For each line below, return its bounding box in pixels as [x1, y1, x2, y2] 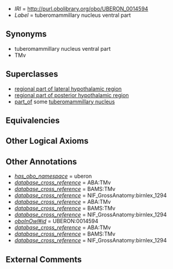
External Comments [5, 254, 82, 265]
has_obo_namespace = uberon [14, 172, 92, 180]
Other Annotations [5, 157, 77, 167]
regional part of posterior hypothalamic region [14, 91, 129, 99]
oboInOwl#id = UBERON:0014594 [14, 218, 99, 225]
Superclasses [5, 69, 58, 79]
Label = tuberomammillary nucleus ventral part [14, 11, 131, 19]
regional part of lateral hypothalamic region [14, 85, 122, 92]
